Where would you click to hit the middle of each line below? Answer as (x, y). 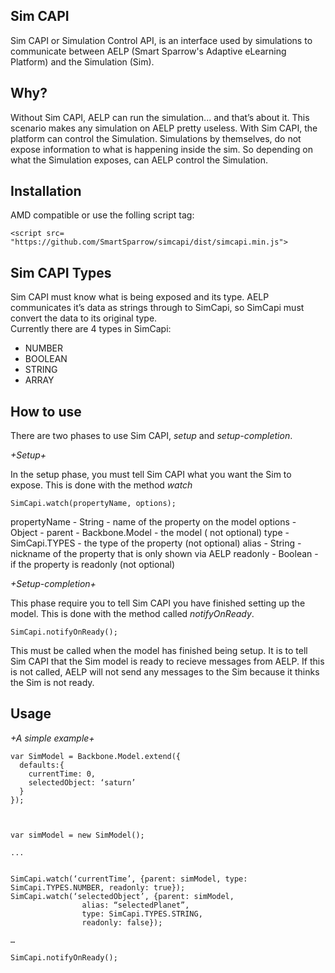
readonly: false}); (122, 922)
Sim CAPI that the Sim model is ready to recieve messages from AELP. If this (167, 661)
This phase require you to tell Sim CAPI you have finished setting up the (158, 603)
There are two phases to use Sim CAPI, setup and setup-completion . (151, 436)
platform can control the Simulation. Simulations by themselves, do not (156, 138)
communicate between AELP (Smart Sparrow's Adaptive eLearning (148, 51)
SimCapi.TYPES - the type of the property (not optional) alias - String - (156, 543)
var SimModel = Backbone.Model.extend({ (96, 756)
